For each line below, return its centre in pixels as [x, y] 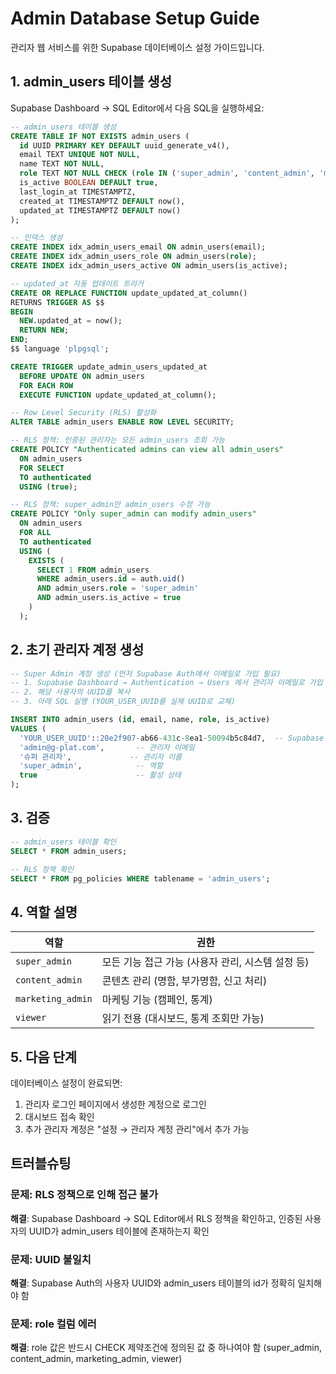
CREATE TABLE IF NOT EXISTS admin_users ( [100, 136]
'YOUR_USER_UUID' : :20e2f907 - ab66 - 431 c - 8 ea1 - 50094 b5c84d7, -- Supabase [172, 738]
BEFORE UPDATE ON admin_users [82, 376]
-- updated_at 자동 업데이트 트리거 [77, 283]
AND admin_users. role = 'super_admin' [117, 588]
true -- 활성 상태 [100, 775]
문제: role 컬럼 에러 [53, 1324]
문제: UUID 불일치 [51, 1259]
